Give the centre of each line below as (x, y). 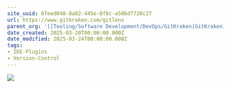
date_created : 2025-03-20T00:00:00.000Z (66, 33)
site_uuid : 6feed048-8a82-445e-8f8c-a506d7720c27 (80, 13)
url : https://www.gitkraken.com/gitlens (66, 20)
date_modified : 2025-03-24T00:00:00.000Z (67, 39)
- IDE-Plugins (27, 52)
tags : (15, 45)
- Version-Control (33, 58)
